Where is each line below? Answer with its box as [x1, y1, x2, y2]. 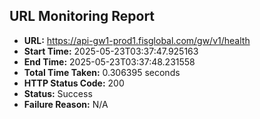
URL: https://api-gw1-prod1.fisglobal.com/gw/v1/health [23, 34, 251, 46]
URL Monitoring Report [9, 8, 156, 25]
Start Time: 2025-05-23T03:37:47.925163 [23, 45, 199, 57]
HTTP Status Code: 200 [23, 77, 125, 89]
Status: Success [23, 87, 93, 99]
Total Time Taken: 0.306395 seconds [23, 66, 181, 78]
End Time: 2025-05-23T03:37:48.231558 [23, 55, 196, 68]
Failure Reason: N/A [23, 98, 109, 110]
